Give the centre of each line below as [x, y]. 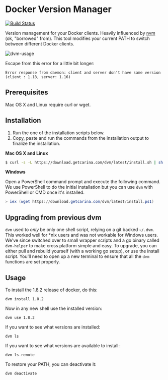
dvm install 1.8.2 [24, 299]
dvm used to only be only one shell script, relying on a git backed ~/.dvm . [80, 230]
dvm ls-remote [20, 355]
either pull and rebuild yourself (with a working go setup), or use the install [82, 251]
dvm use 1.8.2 [20, 317]
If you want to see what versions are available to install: [62, 345]
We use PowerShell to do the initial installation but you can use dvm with [79, 187]
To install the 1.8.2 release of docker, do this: [51, 290]
